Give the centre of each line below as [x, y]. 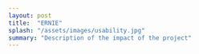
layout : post [30, 15]
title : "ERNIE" [35, 23]
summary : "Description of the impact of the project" [100, 38]
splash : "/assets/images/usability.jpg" [77, 30]
